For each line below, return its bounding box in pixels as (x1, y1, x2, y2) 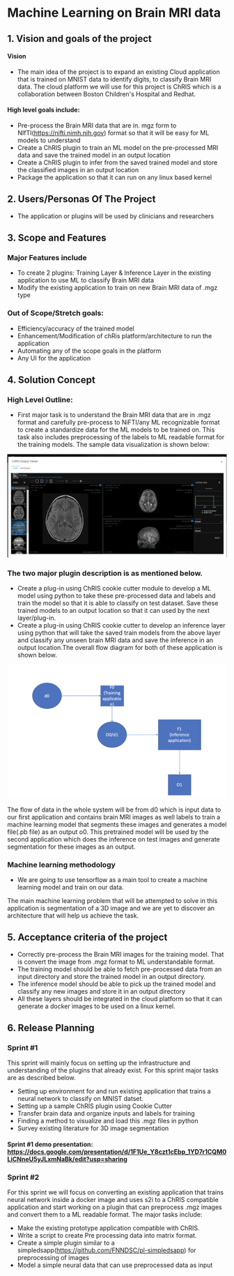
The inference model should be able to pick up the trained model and (17, 980, 216, 988)
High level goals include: (7, 106, 80, 114)
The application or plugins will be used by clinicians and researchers (17, 211, 214, 220)
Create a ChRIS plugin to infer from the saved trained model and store (17, 158, 218, 167)
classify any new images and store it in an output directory (17, 987, 186, 995)
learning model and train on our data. (17, 883, 124, 891)
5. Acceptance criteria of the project (7, 932, 168, 943)
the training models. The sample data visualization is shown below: (17, 441, 210, 449)
